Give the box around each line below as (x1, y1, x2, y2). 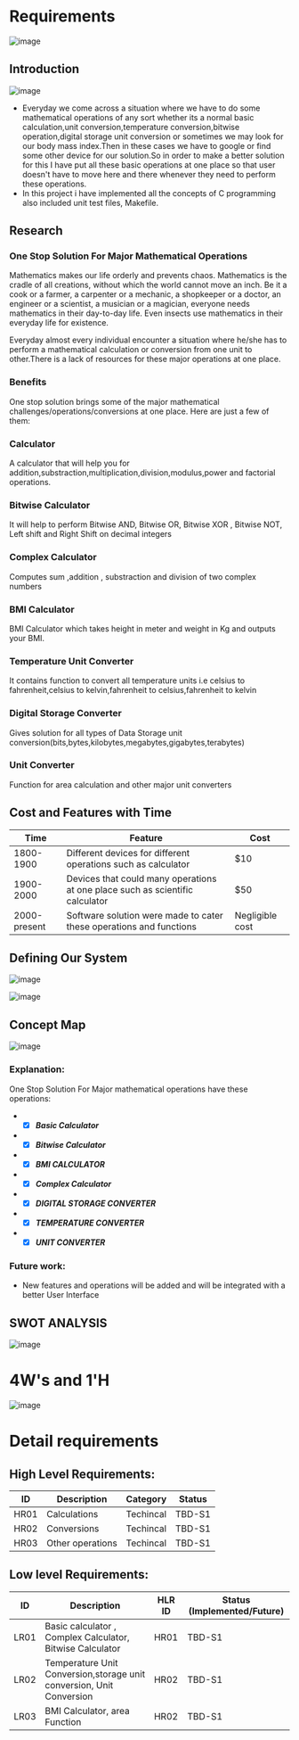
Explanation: (9, 1063, 65, 1076)
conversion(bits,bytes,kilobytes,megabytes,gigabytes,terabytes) (9, 737, 245, 747)
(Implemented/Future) (188, 1604, 285, 1617)
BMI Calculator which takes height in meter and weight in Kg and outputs (9, 623, 276, 634)
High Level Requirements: (9, 1466, 156, 1481)
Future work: (9, 1259, 66, 1272)
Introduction (9, 62, 80, 77)
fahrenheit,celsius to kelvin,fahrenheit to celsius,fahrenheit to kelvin (9, 685, 257, 696)
